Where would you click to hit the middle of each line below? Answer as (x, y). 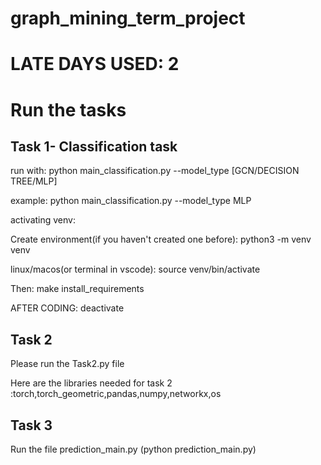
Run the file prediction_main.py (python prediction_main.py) (133, 449)
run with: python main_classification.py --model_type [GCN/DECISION (155, 171)
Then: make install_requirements (77, 289)
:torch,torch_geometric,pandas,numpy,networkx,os (116, 394)
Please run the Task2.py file (67, 364)
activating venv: (43, 220)
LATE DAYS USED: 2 (95, 64)
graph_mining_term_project (128, 18)
